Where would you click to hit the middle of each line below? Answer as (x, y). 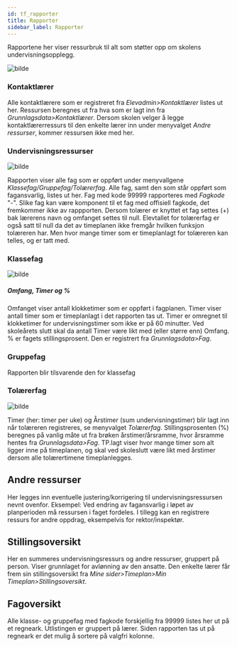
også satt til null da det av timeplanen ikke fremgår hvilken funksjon (106, 225)
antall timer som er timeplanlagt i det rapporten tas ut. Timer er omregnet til (117, 316)
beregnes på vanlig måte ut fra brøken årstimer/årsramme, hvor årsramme (116, 435)
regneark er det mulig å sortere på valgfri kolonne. (81, 636)
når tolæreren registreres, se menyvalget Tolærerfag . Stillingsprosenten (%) (118, 427)
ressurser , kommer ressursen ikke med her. (71, 133)
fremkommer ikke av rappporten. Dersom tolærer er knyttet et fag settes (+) (118, 210)
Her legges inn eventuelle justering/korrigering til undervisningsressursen (115, 497)
